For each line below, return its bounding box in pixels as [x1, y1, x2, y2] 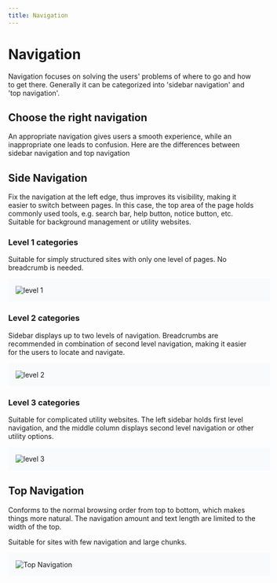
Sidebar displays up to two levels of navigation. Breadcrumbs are [8, 330, 219, 340]
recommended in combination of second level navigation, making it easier [8, 339, 247, 349]
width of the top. [8, 522, 62, 531]
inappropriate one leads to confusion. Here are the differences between [8, 140, 240, 149]
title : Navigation [8, 11, 68, 20]
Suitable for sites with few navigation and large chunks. [8, 537, 187, 547]
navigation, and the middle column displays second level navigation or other [8, 423, 254, 433]
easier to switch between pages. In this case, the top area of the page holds [8, 201, 254, 210]
